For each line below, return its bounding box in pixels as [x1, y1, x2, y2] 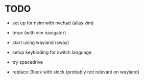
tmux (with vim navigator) [12, 29, 66, 35]
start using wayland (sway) [12, 39, 69, 46]
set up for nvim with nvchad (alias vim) [12, 20, 94, 26]
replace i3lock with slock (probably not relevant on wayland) [12, 69, 140, 75]
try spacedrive [12, 59, 43, 65]
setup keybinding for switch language [12, 49, 92, 55]
